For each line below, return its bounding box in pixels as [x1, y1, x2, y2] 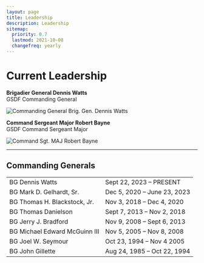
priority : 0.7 [12, 32, 47, 38]
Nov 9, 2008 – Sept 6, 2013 [105, 217, 186, 225]
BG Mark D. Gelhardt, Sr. [9, 188, 80, 196]
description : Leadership [6, 20, 69, 26]
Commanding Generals [6, 160, 96, 171]
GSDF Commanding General [6, 95, 77, 103]
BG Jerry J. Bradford [9, 217, 69, 225]
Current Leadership [6, 69, 107, 83]
